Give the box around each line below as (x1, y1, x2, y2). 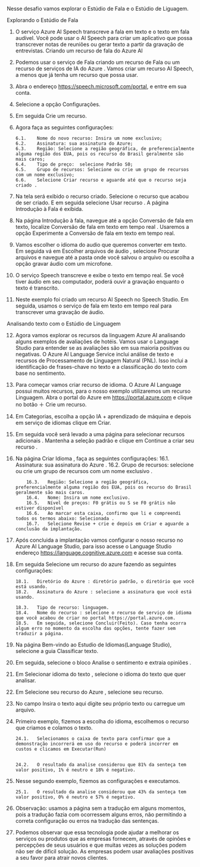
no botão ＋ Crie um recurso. (15, 401, 87, 408)
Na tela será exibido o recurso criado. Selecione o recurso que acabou (15, 193, 189, 200)
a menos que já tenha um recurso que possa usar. (15, 72, 139, 78)
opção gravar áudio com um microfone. (15, 260, 112, 267)
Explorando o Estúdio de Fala (7, 17, 79, 23)
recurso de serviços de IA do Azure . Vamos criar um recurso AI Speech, (15, 65, 194, 72)
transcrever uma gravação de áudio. (15, 309, 105, 315)
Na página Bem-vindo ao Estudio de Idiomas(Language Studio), (15, 641, 172, 648)
